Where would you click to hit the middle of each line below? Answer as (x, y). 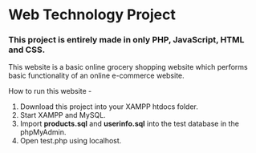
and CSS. (27, 50)
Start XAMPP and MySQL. (63, 115)
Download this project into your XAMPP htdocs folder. (109, 107)
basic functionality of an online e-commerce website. (96, 76)
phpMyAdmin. (43, 132)
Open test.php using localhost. (71, 141)
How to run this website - (50, 91)
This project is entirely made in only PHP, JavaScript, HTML (126, 40)
